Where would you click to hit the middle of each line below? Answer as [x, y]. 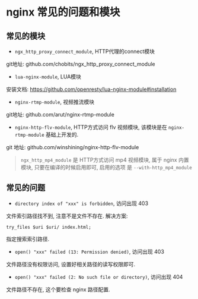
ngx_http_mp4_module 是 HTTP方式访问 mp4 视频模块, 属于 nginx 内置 [105, 160]
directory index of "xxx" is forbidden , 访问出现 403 [82, 203]
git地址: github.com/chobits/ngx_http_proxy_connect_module [81, 64]
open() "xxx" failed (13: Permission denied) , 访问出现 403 [90, 251]
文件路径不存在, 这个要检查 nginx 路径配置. [58, 289]
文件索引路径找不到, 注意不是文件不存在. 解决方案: [67, 216]
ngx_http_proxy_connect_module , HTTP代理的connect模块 [85, 51]
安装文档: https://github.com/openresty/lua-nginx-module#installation [91, 89]
